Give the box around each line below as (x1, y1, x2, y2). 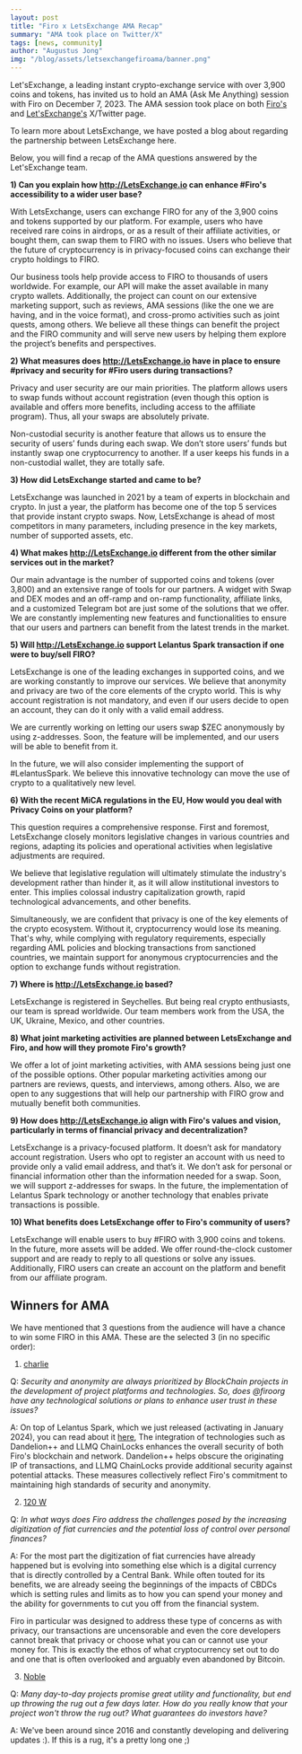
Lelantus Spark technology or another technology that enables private (10, 1190, 269, 1200)
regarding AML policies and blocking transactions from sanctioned (10, 943, 256, 952)
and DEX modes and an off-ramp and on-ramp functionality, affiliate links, (10, 593, 283, 604)
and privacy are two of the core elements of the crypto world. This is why (10, 686, 281, 696)
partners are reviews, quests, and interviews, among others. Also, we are (10, 1079, 280, 1089)
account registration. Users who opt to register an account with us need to (10, 1152, 286, 1162)
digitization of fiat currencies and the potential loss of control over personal (10, 1523, 290, 1534)
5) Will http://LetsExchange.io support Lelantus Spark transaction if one (10, 639, 285, 650)
